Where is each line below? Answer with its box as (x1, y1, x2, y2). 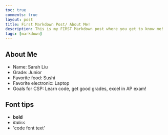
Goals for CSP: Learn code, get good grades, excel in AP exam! (12, 85, 147, 92)
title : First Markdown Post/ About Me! (5, 21, 91, 27)
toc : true (5, 7, 27, 13)
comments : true (5, 12, 38, 17)
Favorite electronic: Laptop (12, 80, 70, 86)
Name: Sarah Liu (12, 63, 48, 70)
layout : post (5, 17, 33, 22)
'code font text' (12, 125, 45, 131)
